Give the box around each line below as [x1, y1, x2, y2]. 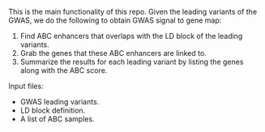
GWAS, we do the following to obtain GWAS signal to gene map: [8, 15, 222, 25]
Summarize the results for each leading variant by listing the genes [19, 57, 244, 66]
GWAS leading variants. [19, 97, 100, 106]
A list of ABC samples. [19, 114, 95, 124]
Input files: [8, 81, 44, 91]
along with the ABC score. [19, 66, 108, 75]
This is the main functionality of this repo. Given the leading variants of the [8, 7, 258, 16]
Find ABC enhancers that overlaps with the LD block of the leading [19, 32, 243, 40]
